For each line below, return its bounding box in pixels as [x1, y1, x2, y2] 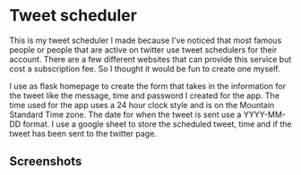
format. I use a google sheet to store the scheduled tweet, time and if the [22, 118, 292, 129]
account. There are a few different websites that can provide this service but [9, 54, 292, 64]
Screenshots [9, 154, 82, 170]
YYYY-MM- [243, 109, 287, 120]
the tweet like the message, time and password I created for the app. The [9, 90, 280, 101]
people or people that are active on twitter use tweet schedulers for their [9, 44, 278, 54]
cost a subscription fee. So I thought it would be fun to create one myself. [9, 63, 280, 74]
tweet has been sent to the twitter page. [9, 128, 157, 138]
